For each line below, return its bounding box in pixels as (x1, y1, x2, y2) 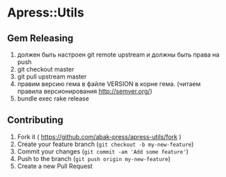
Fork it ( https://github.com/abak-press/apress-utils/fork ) (17, 132, 182, 140)
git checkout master (17, 65, 75, 73)
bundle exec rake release (17, 94, 90, 103)
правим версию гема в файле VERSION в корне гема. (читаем (17, 80, 201, 87)
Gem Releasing (7, 32, 74, 44)
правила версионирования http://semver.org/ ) (17, 87, 153, 95)
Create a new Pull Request (17, 162, 93, 170)
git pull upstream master (17, 72, 87, 81)
